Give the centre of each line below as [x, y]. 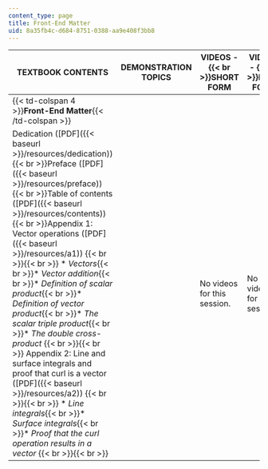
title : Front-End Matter [49, 23]
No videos [218, 284]
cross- [89, 334]
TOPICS [156, 78]
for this [213, 294]
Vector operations [46, 234]
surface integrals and [52, 364]
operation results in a [52, 443]
